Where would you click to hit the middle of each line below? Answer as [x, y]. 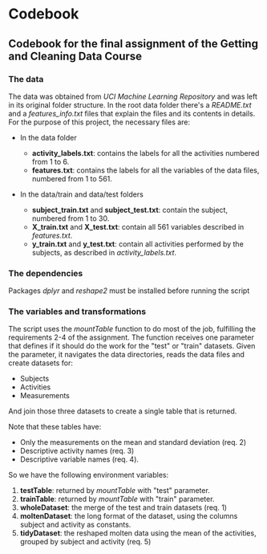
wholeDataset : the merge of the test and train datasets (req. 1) [123, 507]
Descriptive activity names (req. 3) [77, 451]
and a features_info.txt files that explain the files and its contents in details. [132, 113]
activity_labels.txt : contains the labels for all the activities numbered [146, 153]
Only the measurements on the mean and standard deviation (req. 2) [133, 442]
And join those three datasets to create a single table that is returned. [123, 411]
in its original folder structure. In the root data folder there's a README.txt [130, 104]
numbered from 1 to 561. [72, 178]
